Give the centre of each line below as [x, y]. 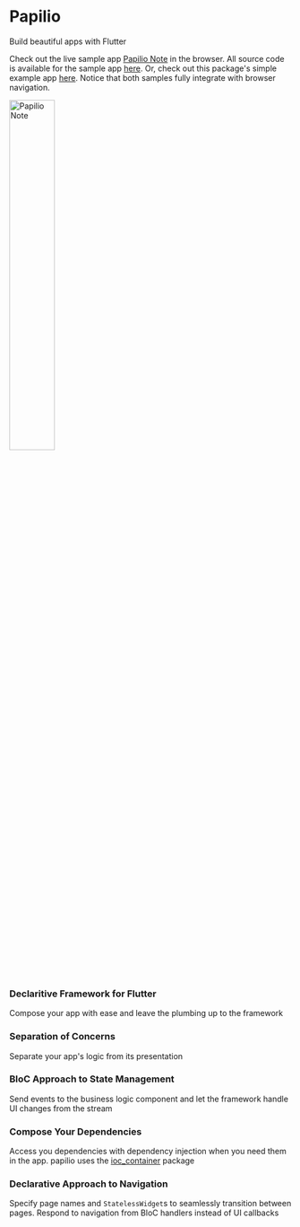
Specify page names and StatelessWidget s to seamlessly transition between [150, 1204]
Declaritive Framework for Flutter [83, 994]
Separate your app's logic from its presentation [96, 1056]
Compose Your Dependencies [76, 1131]
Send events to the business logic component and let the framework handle [149, 1099]
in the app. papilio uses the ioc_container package [102, 1161]
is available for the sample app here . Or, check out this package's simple [143, 68]
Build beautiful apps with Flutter [68, 41]
